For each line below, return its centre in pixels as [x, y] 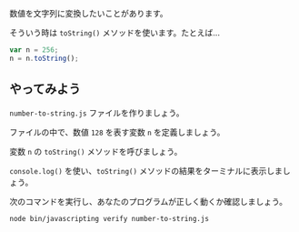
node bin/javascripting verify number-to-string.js [109, 218]
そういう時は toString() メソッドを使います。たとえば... [115, 33]
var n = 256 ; [34, 50]
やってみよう [45, 89]
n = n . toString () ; [44, 58]
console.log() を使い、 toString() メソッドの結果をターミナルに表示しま [146, 170]
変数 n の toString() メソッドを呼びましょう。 [96, 151]
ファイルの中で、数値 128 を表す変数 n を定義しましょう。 [117, 132]
